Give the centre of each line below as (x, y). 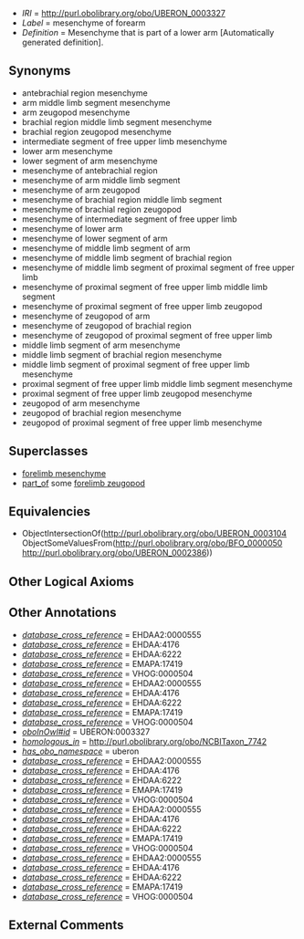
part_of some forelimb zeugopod (83, 483)
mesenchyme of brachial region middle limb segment (122, 199)
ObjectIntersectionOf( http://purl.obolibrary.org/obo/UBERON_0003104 (154, 534)
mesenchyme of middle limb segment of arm (106, 248)
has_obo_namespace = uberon (80, 751)
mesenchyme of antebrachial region (90, 170)
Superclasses (48, 451)
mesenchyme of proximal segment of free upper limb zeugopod (142, 306)
